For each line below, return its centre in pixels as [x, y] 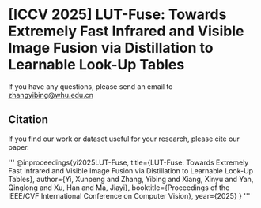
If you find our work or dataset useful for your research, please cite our [124, 139]
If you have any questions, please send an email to [91, 86]
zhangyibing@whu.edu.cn [51, 95]
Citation [28, 120]
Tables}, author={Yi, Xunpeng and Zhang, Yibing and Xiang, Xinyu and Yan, [131, 179]
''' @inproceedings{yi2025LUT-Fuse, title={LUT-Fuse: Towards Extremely [129, 162]
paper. [19, 147]
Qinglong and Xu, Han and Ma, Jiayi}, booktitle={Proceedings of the [119, 188]
